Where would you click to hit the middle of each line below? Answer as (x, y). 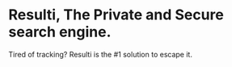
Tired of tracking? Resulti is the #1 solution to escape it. (100, 54)
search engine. (60, 32)
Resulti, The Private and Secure (116, 15)
